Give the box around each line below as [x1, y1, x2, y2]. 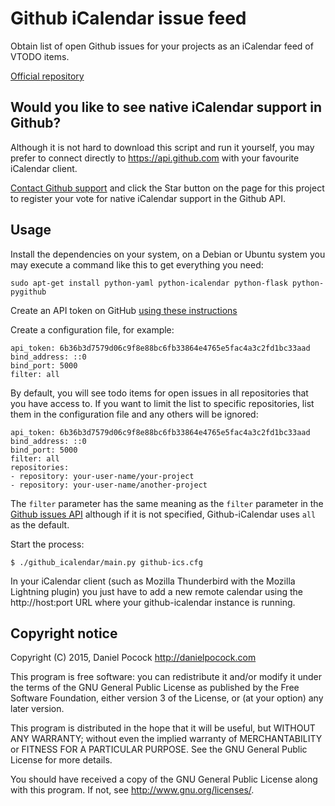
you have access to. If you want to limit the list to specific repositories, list [10, 397, 315, 409]
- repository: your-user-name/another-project [10, 480, 208, 490]
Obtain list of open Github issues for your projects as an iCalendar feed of [10, 40, 314, 52]
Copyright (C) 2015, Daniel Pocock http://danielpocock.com [10, 652, 257, 664]
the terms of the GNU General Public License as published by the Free [10, 682, 300, 694]
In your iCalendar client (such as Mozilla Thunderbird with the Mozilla [10, 575, 296, 587]
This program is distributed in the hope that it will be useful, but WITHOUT [10, 722, 316, 734]
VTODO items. [10, 50, 70, 62]
